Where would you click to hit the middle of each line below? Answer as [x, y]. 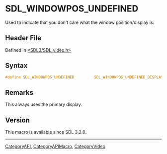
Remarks [19, 92]
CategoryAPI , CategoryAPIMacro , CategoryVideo [55, 147]
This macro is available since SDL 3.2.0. [46, 132]
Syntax [16, 66]
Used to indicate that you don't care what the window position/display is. [80, 22]
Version [17, 120]
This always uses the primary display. [43, 104]
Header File [23, 38]
